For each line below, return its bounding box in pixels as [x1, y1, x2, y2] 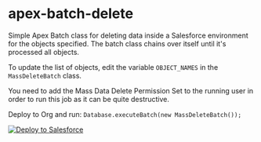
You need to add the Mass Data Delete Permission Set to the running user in [8, 86, 254, 95]
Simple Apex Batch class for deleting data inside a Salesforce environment [8, 31, 248, 40]
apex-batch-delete [8, 5, 134, 23]
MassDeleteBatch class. [8, 71, 82, 80]
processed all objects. [8, 47, 80, 56]
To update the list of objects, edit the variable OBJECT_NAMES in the [8, 62, 219, 71]
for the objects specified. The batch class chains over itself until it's [8, 38, 227, 48]
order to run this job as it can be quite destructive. [8, 94, 170, 104]
